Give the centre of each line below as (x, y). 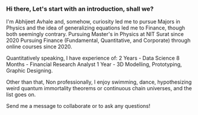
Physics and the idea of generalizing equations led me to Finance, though (95, 28)
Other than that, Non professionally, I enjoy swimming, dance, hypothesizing (99, 82)
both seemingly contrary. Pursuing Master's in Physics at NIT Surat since (95, 34)
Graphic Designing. (30, 71)
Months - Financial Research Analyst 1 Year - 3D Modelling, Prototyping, (94, 64)
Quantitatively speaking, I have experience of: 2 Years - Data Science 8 (93, 58)
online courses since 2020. (39, 47)
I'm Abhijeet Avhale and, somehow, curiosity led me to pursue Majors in (93, 22)
